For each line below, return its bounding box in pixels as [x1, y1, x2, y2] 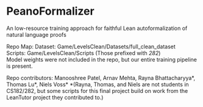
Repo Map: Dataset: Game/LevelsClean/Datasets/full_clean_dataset [6, 43, 176, 50]
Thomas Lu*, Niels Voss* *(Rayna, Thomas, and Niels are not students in [6, 81, 189, 88]
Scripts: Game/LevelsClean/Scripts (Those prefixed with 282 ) [6, 49, 161, 56]
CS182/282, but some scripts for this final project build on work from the [6, 87, 188, 94]
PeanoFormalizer [6, 4, 94, 18]
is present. [6, 62, 33, 70]
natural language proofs [6, 31, 67, 38]
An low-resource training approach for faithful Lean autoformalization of [6, 24, 188, 32]
